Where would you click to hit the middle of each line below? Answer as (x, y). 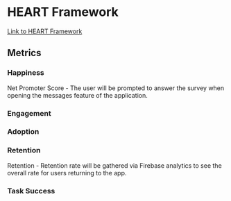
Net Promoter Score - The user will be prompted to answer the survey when (116, 88)
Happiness (26, 73)
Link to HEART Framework (45, 31)
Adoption (23, 132)
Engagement (29, 113)
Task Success (31, 191)
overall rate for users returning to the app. (67, 173)
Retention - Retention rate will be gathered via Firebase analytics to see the (114, 165)
